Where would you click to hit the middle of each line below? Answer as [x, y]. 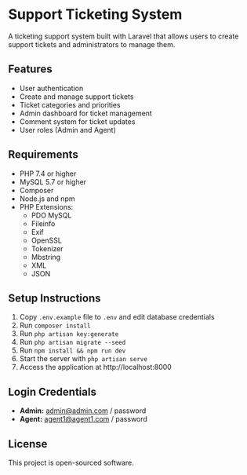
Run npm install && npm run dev [73, 350]
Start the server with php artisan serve [83, 359]
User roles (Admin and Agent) [67, 130]
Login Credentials [52, 391]
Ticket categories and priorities [70, 104]
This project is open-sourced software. [71, 462]
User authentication [51, 88]
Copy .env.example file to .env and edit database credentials [117, 317]
